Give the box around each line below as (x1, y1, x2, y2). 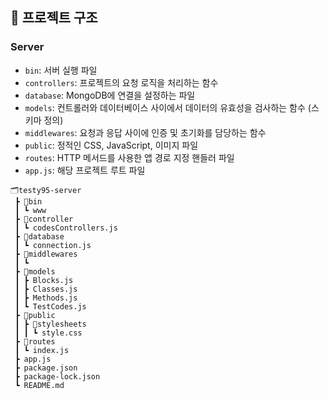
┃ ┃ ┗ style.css (14, 328, 83, 338)
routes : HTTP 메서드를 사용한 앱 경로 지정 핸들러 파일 (24, 151, 235, 163)
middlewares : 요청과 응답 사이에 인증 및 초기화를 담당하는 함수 (24, 126, 267, 138)
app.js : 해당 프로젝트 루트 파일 (24, 164, 146, 176)
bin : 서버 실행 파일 (24, 64, 98, 76)
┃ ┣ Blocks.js (14, 275, 74, 285)
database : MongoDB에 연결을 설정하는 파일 (24, 89, 196, 101)
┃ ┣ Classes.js (14, 284, 78, 294)
